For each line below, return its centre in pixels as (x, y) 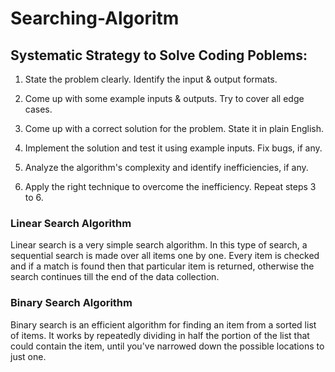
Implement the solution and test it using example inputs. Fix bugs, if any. (173, 148)
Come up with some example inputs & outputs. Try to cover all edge (164, 98)
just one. (28, 356)
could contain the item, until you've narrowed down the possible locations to (167, 346)
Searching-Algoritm (95, 18)
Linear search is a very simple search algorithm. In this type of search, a (159, 245)
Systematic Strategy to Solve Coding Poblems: (159, 55)
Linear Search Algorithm (71, 223)
